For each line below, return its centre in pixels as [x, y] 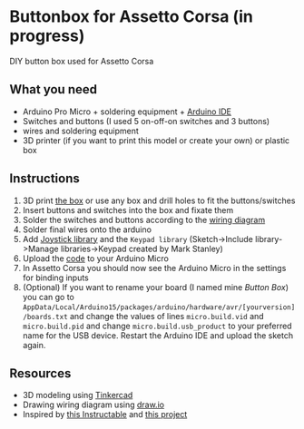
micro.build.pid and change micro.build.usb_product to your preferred [157, 326]
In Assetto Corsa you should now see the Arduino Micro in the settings [154, 268]
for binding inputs [55, 278]
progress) [47, 36]
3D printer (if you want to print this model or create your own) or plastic [156, 140]
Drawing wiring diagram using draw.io [93, 405]
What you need [54, 89]
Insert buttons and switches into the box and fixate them [128, 210]
